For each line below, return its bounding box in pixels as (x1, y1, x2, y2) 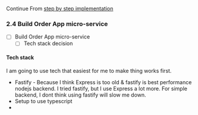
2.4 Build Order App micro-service (6, 20, 108, 28)
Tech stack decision (23, 40, 73, 47)
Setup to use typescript (14, 97, 73, 104)
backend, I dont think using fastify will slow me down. (14, 91, 147, 98)
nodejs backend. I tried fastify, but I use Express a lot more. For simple (14, 85, 187, 92)
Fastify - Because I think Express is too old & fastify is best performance (14, 78, 192, 85)
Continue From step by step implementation (6, 5, 114, 12)
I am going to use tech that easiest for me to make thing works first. (6, 67, 172, 74)
